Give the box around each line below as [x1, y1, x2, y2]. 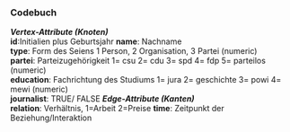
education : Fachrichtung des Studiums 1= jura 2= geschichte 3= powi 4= [10, 75, 282, 85]
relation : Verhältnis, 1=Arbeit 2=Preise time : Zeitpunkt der [10, 103, 224, 114]
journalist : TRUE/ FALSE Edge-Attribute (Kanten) [10, 93, 196, 104]
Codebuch [10, 6, 57, 19]
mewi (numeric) [10, 84, 68, 95]
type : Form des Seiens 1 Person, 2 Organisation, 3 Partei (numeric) [10, 46, 258, 57]
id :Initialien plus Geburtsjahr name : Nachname [10, 36, 182, 47]
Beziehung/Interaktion [10, 112, 92, 123]
